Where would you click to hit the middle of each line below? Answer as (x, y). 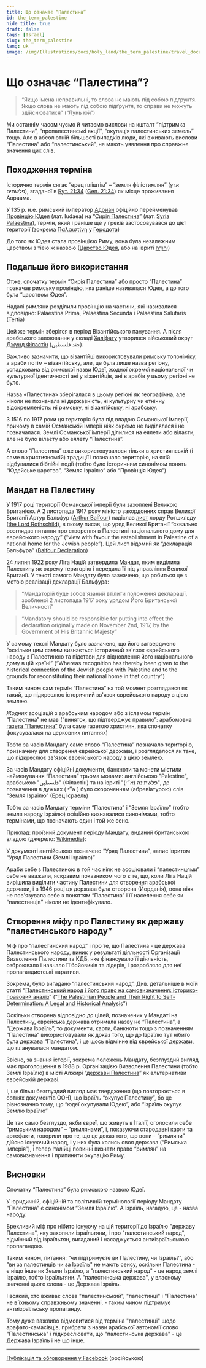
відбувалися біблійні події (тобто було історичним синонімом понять (97, 464)
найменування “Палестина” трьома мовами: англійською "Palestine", (97, 776)
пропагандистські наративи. (44, 972)
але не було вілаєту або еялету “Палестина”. (65, 439)
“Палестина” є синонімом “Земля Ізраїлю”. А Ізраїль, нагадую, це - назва (102, 1208)
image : (15, 52)
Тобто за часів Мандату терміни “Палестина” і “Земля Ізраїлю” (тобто (98, 808)
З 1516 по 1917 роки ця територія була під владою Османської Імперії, (97, 420)
